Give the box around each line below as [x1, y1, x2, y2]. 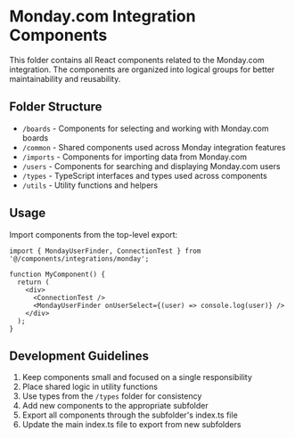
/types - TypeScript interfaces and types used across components [21, 170, 267, 181]
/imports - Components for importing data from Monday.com [21, 151, 248, 162]
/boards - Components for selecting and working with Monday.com [21, 123, 269, 134]
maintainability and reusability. [9, 73, 121, 84]
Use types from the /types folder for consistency [21, 391, 202, 401]
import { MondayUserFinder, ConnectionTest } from [9, 247, 201, 255]
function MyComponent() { [9, 270, 105, 279]
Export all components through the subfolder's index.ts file [21, 410, 238, 420]
